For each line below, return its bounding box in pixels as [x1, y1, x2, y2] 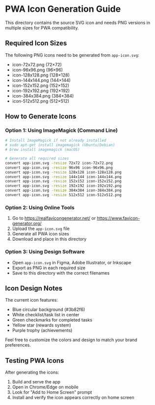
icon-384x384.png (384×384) [12, 93, 74, 99]
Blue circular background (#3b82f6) [12, 306, 85, 312]
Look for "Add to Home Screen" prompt [12, 389, 92, 395]
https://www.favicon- [97, 215, 140, 221]
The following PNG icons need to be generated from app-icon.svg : [5, 52, 140, 58]
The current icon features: [5, 297, 58, 303]
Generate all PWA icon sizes [12, 231, 70, 237]
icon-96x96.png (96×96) [12, 67, 63, 73]
